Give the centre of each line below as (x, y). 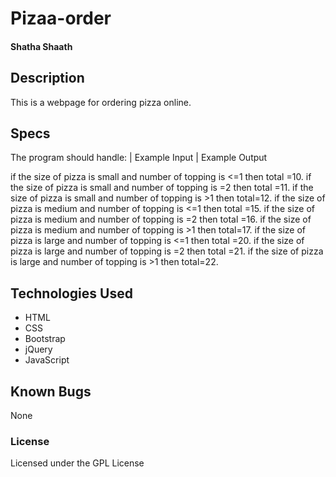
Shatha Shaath (41, 46)
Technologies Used (71, 293)
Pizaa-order (61, 18)
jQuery (38, 349)
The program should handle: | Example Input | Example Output (139, 158)
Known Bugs (51, 391)
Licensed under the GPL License (77, 463)
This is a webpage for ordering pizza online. (101, 102)
